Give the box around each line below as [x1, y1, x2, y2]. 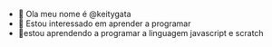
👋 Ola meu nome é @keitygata [17, 9, 131, 19]
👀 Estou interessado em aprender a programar [17, 18, 191, 29]
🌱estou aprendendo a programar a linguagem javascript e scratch [17, 28, 265, 38]
